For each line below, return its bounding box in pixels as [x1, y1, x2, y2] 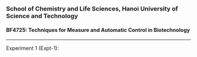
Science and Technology [6, 12, 78, 20]
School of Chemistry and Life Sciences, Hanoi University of [6, 5, 178, 13]
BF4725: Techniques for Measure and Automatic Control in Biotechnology [6, 26, 191, 33]
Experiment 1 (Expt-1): [6, 45, 59, 52]
